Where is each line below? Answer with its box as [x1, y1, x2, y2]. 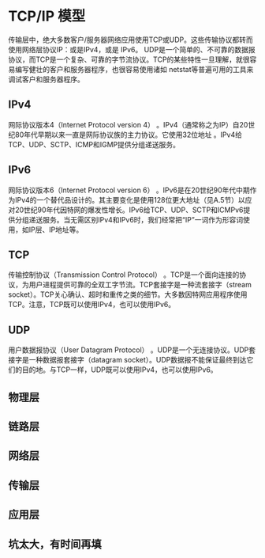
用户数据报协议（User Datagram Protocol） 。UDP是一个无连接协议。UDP [8, 345, 249, 355]
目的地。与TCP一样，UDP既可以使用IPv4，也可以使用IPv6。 [21, 365, 218, 374]
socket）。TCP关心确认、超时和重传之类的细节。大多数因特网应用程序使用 [8, 290, 248, 299]
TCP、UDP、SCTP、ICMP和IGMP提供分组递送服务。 [8, 139, 180, 149]
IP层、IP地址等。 [28, 225, 84, 234]
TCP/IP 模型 [8, 7, 86, 25]
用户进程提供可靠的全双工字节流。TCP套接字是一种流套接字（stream [28, 280, 252, 290]
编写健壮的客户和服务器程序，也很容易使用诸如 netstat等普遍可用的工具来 [14, 64, 254, 74]
